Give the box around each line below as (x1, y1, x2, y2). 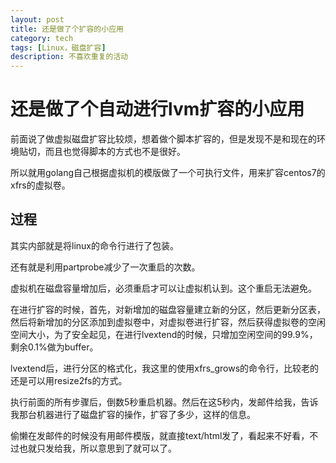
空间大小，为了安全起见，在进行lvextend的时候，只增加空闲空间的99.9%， (10, 328, 318, 340)
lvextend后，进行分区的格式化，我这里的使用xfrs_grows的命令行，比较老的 (10, 362, 320, 374)
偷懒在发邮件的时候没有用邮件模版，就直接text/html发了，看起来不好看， (10, 429, 310, 441)
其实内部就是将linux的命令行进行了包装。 (10, 239, 179, 251)
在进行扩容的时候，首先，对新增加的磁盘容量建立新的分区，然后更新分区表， (10, 303, 326, 315)
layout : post (10, 14, 65, 25)
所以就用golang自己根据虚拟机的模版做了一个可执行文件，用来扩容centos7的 (10, 167, 326, 179)
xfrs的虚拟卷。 (10, 179, 71, 191)
